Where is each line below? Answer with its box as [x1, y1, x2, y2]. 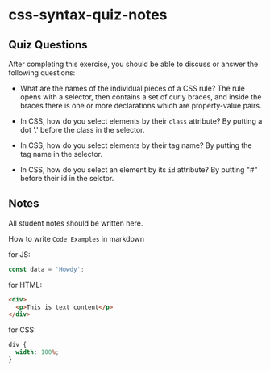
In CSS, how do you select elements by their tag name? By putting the [19, 141, 252, 150]
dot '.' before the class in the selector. [19, 125, 145, 134]
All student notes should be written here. [8, 218, 143, 228]
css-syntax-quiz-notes [8, 6, 168, 24]
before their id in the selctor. [19, 174, 114, 183]
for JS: [8, 249, 31, 259]
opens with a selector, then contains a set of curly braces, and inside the [19, 92, 262, 102]
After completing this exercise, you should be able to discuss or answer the [8, 59, 259, 69]
